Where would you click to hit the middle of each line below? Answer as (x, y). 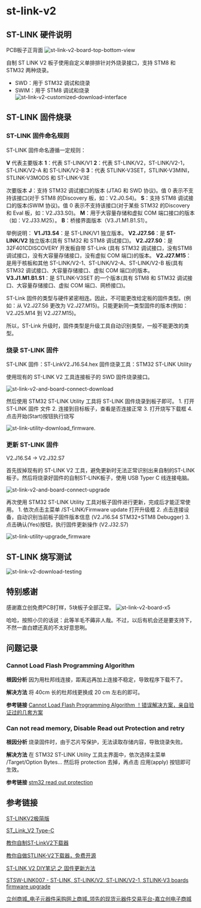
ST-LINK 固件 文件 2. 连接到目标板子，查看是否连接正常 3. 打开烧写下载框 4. (100, 408)
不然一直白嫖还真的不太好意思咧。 (48, 627)
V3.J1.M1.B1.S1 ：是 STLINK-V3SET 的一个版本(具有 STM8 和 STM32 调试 (97, 278)
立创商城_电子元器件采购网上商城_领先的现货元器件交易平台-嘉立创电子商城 (99, 898)
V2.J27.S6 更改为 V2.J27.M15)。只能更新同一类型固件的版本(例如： (106, 305)
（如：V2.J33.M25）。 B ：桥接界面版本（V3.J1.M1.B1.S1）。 (78, 220)
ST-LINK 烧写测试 (39, 557)
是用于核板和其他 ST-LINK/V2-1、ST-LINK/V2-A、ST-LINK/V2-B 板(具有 (95, 263)
